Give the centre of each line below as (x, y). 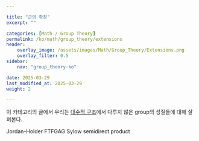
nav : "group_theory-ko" (47, 67)
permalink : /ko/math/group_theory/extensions (64, 39)
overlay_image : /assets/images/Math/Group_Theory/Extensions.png (101, 50)
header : (16, 45)
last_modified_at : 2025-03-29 (44, 83)
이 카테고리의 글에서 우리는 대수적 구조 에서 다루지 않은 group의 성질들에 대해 (96, 112)
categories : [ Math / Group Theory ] (51, 34)
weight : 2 (19, 89)
